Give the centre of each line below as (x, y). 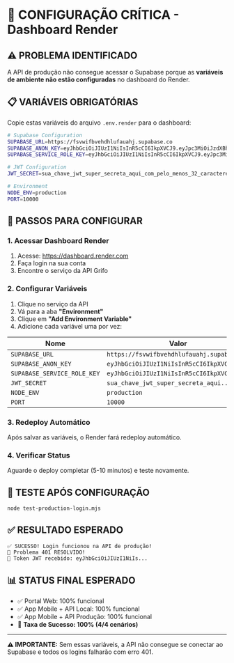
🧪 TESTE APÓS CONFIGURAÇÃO (78, 492)
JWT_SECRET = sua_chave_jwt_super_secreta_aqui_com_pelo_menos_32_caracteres (119, 174)
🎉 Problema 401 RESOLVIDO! (46, 552)
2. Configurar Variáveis (47, 289)
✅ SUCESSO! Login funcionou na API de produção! (80, 546)
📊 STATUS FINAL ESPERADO (71, 580)
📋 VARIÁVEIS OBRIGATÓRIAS (73, 102)
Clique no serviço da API (53, 304)
